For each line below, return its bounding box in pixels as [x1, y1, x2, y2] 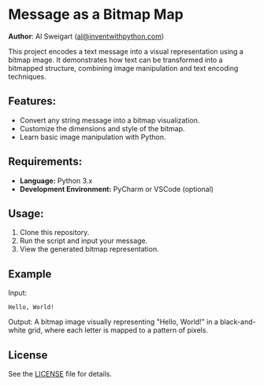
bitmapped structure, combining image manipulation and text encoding [8, 63, 239, 72]
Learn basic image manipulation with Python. [19, 132, 166, 142]
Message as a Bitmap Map [8, 6, 184, 24]
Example [8, 267, 52, 281]
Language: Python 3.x [19, 175, 93, 186]
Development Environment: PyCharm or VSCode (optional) [19, 184, 214, 193]
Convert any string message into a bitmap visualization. [19, 116, 200, 125]
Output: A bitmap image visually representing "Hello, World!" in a [8, 317, 219, 327]
